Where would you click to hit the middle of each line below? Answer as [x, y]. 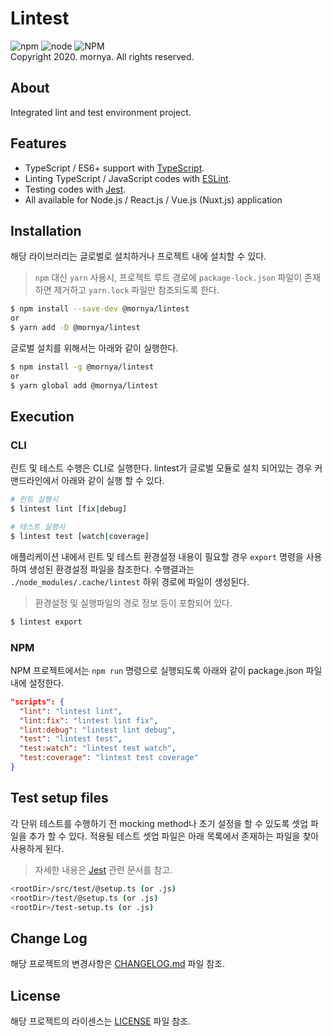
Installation [46, 230]
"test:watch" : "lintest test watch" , [98, 748]
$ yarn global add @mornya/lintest [84, 385]
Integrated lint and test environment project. [101, 112]
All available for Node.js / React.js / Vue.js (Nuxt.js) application [153, 199]
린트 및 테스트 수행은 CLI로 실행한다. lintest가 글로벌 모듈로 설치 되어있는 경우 [161, 468]
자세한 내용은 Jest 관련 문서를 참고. [103, 869]
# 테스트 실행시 [38, 527]
